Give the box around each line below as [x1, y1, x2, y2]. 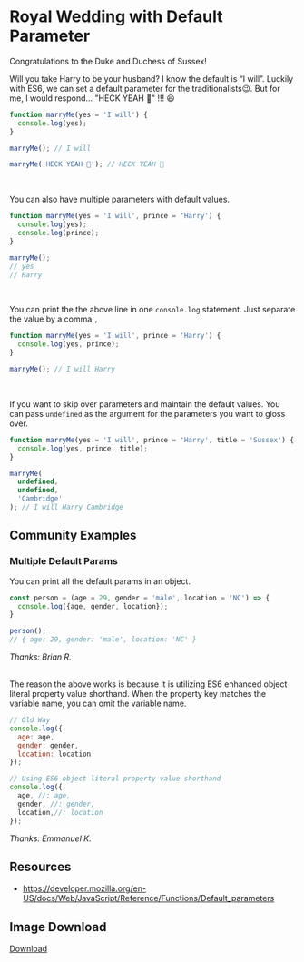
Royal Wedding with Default [9, 6, 223, 27]
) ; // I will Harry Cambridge [9, 502, 124, 512]
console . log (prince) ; [17, 229, 100, 238]
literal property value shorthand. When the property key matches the [9, 689, 266, 699]
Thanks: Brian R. [9, 651, 73, 662]
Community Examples [9, 528, 137, 543]
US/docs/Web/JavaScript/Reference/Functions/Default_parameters [22, 893, 275, 904]
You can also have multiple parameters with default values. [9, 193, 230, 205]
